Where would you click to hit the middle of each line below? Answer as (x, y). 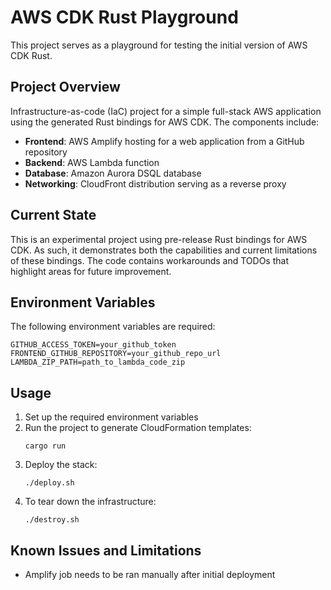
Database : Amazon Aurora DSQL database (113, 173)
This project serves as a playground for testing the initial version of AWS (159, 45)
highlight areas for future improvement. (91, 271)
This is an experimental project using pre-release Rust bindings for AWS (159, 239)
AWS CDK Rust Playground (124, 17)
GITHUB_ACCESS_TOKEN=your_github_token (93, 345)
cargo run (45, 446)
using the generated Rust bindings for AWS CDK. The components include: (165, 122)
